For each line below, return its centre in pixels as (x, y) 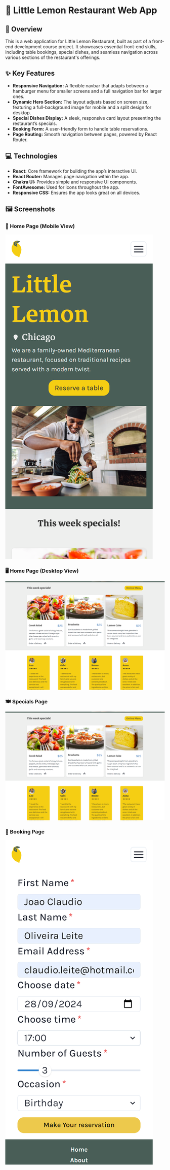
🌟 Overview (24, 29)
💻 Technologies (31, 156)
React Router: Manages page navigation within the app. (71, 176)
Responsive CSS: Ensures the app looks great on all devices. (76, 192)
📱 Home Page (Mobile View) (40, 226)
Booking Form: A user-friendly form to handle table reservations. (80, 128)
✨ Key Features (30, 73)
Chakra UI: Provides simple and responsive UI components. (75, 182)
